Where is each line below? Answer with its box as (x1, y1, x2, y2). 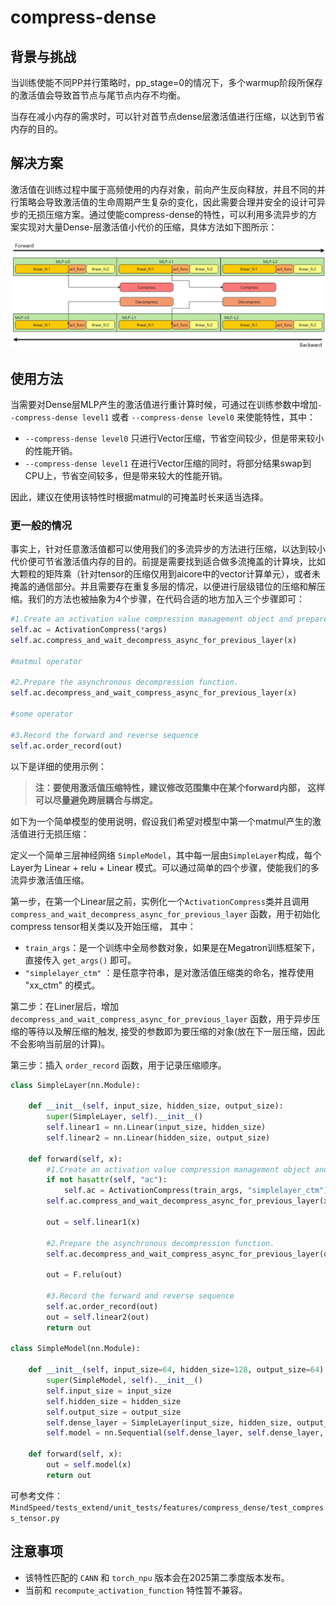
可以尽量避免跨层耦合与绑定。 (34, 794, 158, 806)
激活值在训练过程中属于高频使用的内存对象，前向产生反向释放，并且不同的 (10, 183, 317, 195)
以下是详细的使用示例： (10, 760, 107, 772)
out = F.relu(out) (46, 1270, 123, 1280)
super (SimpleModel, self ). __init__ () (46, 1376, 203, 1386)
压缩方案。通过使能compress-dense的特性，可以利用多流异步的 (44, 208, 309, 220)
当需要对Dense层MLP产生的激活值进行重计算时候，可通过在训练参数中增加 (10, 398, 318, 410)
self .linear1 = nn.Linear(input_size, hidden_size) (46, 1122, 267, 1133)
